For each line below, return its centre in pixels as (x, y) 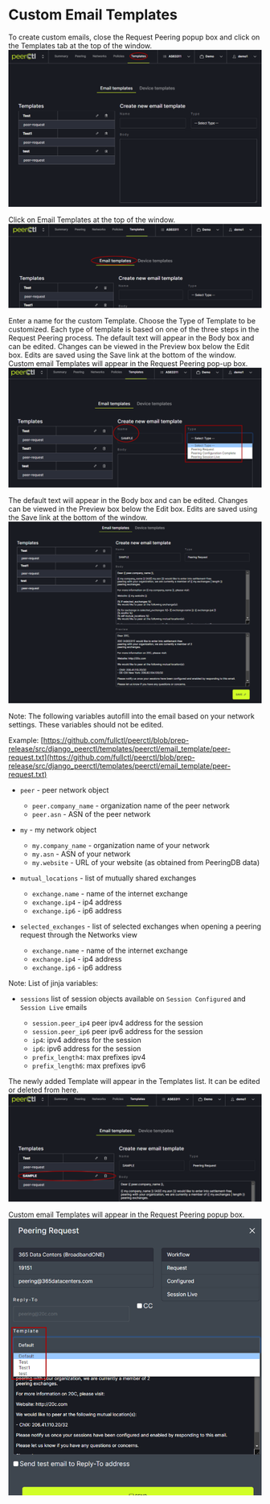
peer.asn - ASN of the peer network (91, 814)
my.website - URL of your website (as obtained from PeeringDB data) (146, 863)
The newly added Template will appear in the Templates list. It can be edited (134, 1082)
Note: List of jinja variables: (53, 983)
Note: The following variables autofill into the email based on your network (131, 716)
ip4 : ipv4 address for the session (87, 1040)
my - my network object (58, 830)
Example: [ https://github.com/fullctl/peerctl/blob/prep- (99, 740)
